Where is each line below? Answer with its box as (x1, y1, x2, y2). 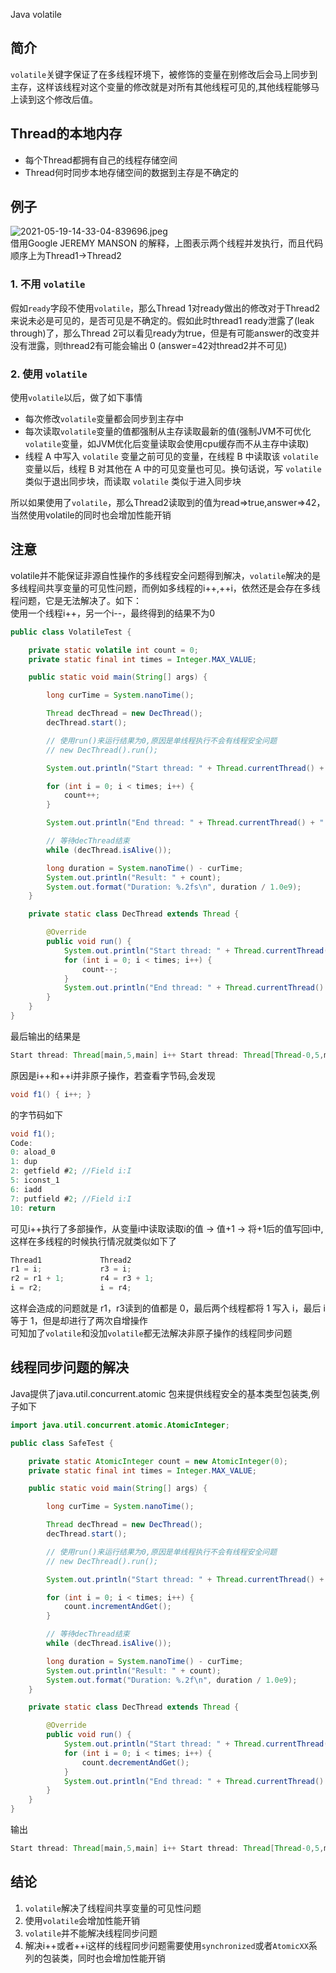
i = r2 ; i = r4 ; (10, 1283, 132, 1293)
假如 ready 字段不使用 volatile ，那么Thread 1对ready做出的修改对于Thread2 (10, 302, 321, 314)
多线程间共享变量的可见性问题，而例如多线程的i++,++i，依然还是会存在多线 (10, 582, 321, 594)
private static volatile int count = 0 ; (28, 645, 199, 655)
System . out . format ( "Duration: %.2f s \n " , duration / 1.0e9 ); (46, 882, 302, 892)
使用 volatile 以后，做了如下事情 (10, 392, 143, 404)
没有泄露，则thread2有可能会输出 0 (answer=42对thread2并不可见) (10, 339, 288, 351)
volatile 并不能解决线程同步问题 (24, 1927, 158, 1939)
